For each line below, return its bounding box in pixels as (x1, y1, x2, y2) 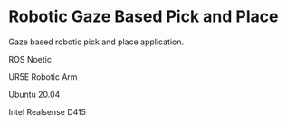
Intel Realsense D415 (8, 106, 87, 117)
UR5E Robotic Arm (8, 71, 78, 82)
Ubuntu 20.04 (8, 89, 61, 100)
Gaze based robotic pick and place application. (8, 36, 185, 47)
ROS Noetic (8, 53, 52, 64)
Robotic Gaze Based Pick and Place (8, 6, 279, 27)
